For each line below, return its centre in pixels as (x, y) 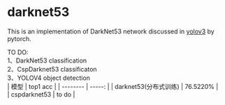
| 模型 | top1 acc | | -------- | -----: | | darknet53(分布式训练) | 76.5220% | (113, 86)
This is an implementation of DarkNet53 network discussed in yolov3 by (111, 31)
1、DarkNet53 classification (47, 60)
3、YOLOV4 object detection (49, 78)
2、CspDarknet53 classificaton (52, 69)
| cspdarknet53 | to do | (41, 94)
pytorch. (19, 38)
